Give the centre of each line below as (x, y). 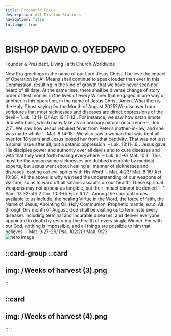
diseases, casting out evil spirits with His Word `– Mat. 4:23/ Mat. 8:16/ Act (83, 172)
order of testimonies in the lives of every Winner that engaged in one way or (85, 96)
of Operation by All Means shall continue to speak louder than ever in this (82, 79)
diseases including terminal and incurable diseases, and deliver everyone (82, 215)
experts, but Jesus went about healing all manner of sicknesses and (77, 166)
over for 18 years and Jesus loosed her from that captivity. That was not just (85, 139)
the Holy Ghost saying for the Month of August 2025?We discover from (80, 107)
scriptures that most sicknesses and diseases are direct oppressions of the (84, 112)
